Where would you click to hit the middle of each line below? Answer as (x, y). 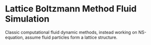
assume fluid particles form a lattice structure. (71, 37)
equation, (15, 37)
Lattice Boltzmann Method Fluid (71, 9)
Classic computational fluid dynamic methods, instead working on (71, 32)
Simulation (27, 19)
